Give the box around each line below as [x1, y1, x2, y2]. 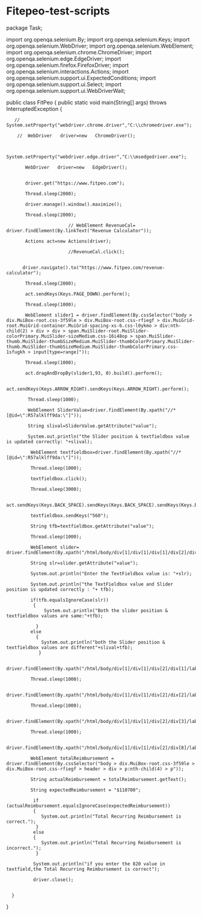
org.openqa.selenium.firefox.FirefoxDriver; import [6, 62, 129, 69]
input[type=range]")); [32, 349, 90, 355]
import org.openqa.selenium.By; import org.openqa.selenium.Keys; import [6, 36, 190, 43]
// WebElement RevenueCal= [68, 222, 136, 229]
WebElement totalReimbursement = [30, 755, 114, 761]
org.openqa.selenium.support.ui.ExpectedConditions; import [6, 74, 156, 81]
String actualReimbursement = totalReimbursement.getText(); [30, 776, 187, 782]
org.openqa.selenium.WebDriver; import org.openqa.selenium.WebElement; [6, 42, 194, 49]
